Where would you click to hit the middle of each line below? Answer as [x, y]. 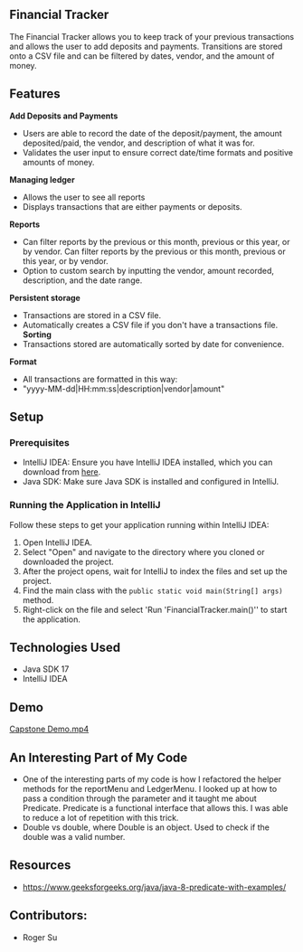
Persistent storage [45, 297]
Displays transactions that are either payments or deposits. [132, 206]
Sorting [37, 335]
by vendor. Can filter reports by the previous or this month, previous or [154, 251]
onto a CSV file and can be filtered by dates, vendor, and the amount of [142, 56]
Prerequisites [39, 442]
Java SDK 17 [46, 669]
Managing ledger [42, 179]
